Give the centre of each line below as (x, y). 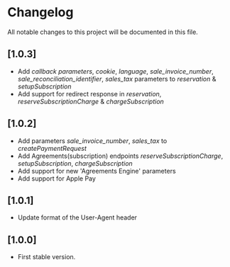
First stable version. (46, 257)
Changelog (40, 12)
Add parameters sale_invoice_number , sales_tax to (92, 141)
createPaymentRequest (52, 148)
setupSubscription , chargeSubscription (75, 163)
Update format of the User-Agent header (77, 217)
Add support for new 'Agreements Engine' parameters (97, 171)
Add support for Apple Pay (56, 178)
